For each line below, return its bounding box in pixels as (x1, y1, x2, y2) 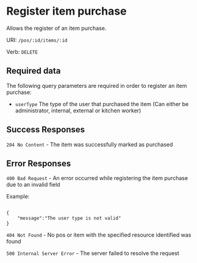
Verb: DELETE (6, 48, 38, 56)
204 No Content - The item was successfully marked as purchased (6, 140, 173, 148)
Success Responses (6, 124, 85, 135)
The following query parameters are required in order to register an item (6, 82, 187, 89)
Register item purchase (6, 4, 127, 18)
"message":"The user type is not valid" (17, 215, 121, 222)
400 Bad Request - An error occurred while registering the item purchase (6, 175, 188, 182)
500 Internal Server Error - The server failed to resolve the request (6, 250, 180, 257)
